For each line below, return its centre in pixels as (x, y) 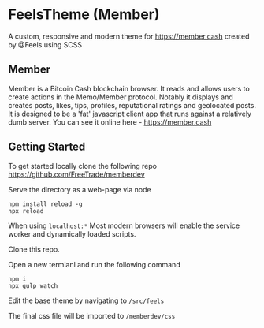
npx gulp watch (33, 285)
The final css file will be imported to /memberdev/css (92, 315)
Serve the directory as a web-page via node (80, 189)
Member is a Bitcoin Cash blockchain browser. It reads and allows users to (129, 88)
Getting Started (47, 147)
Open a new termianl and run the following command (94, 264)
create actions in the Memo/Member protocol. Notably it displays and (121, 97)
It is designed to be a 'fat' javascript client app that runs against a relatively (130, 114)
